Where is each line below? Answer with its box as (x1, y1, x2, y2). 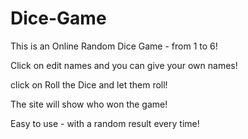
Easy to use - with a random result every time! (10, 117, 200, 129)
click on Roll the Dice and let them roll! (10, 78, 168, 91)
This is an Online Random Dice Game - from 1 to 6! (10, 40, 218, 52)
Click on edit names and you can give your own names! (10, 59, 238, 71)
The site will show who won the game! (10, 98, 168, 110)
